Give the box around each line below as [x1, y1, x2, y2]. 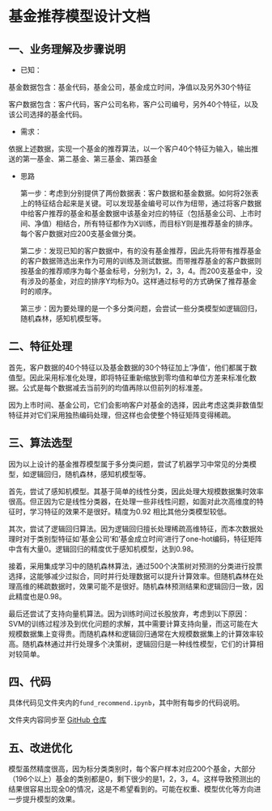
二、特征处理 [8, 340, 73, 353]
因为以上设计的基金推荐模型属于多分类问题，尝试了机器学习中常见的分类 [8, 458, 249, 469]
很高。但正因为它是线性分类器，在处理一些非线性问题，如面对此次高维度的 [8, 496, 257, 506]
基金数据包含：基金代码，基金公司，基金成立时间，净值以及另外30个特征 [8, 82, 252, 91]
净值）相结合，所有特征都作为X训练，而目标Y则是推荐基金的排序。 [34, 219, 257, 228]
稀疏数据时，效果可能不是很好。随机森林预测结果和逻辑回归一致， [36, 581, 257, 591]
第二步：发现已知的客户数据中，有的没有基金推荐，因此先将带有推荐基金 [19, 246, 261, 256]
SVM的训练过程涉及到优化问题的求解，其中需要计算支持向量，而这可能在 [8, 619, 252, 628]
